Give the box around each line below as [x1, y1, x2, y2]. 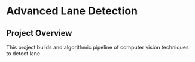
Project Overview [6, 28, 72, 38]
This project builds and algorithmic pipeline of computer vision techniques [6, 44, 190, 51]
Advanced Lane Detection [6, 4, 138, 18]
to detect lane [6, 50, 41, 57]
